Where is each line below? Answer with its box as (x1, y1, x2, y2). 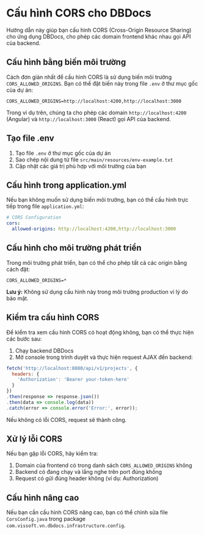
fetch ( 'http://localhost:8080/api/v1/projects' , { (6, 365, 138, 371)
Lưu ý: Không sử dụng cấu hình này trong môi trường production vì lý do (6, 288, 188, 295)
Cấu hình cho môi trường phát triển (6, 243, 142, 253)
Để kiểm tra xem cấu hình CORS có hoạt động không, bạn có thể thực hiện (6, 328, 194, 336)
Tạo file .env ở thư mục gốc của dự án (15, 149, 111, 157)
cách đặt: (6, 265, 31, 273)
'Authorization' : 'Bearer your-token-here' (17, 377, 130, 383)
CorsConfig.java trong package (6, 515, 86, 523)
